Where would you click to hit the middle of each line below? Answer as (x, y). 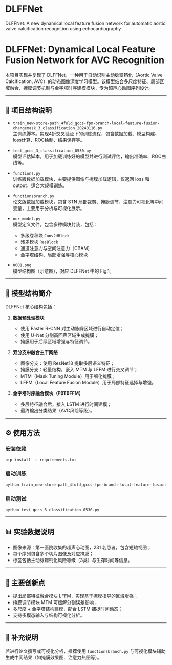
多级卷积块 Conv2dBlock (45, 235)
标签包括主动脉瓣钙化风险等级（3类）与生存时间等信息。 (72, 560)
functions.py (27, 173)
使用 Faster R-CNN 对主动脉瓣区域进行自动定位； (72, 328)
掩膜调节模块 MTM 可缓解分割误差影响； (56, 602)
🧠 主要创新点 (25, 583)
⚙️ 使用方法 (23, 433)
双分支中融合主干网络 (35, 352)
